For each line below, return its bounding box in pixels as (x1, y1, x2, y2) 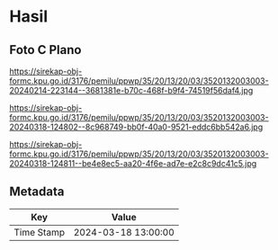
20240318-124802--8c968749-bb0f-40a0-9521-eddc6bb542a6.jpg (9, 121, 264, 132)
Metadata (9, 184, 65, 200)
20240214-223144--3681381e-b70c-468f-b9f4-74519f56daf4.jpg (9, 85, 254, 95)
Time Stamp (13, 226, 66, 238)
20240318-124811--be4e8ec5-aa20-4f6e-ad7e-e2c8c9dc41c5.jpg (9, 158, 257, 168)
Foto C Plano (9, 42, 82, 58)
